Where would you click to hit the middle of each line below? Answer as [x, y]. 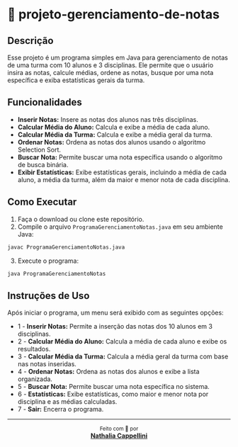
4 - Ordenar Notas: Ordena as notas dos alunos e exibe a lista [108, 372]
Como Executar [42, 202]
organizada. [35, 379]
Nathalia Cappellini [119, 436]
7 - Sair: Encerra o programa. [61, 409]
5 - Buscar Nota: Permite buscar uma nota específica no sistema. [114, 387]
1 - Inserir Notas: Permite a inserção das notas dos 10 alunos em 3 [115, 327]
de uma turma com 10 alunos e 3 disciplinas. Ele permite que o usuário [110, 65]
